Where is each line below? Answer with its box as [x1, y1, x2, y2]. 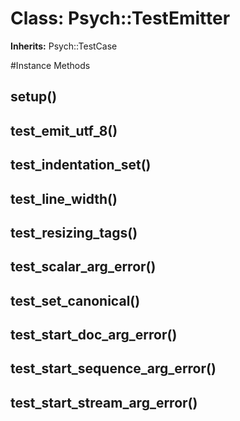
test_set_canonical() [10, 292, 141, 309]
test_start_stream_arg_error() [10, 394, 198, 411]
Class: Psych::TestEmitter [10, 7, 231, 30]
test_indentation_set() [10, 157, 152, 174]
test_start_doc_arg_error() [10, 327, 178, 344]
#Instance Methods [10, 59, 91, 71]
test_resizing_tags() [10, 224, 138, 241]
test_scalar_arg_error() [10, 258, 157, 276]
